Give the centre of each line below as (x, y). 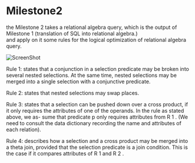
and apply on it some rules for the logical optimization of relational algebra (96, 40)
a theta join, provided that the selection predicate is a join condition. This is (97, 147)
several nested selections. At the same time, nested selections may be (91, 75)
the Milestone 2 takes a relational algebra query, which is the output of (92, 27)
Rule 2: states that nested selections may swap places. (73, 93)
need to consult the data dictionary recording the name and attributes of (94, 123)
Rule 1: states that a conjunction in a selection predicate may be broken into (98, 69)
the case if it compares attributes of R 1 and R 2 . (65, 153)
